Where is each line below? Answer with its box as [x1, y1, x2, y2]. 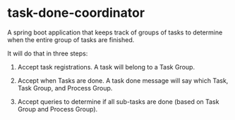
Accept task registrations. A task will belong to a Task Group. [17, 62, 195, 71]
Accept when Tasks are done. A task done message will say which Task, [17, 76, 229, 85]
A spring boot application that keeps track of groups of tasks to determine [7, 28, 223, 36]
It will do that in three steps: [7, 49, 88, 58]
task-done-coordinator [7, 5, 145, 21]
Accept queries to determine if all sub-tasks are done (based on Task [17, 97, 219, 106]
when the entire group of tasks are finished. [7, 35, 135, 44]
